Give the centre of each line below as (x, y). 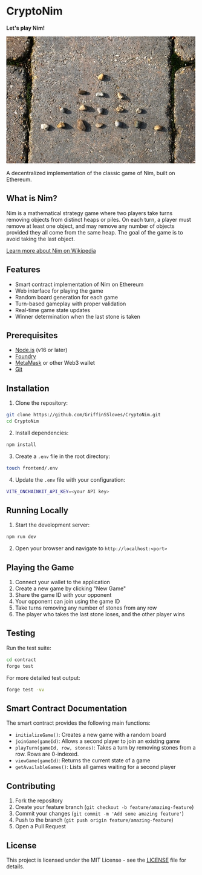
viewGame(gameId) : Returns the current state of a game (83, 760)
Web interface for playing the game (59, 291)
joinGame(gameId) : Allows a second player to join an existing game (97, 741)
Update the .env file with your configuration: (70, 479)
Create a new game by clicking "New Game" (70, 588)
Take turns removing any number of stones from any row (86, 608)
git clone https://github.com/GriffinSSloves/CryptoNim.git (84, 415)
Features (23, 270)
